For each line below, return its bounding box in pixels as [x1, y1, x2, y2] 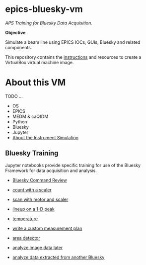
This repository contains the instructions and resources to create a [5, 54, 142, 60]
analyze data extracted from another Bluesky [12, 254, 105, 260]
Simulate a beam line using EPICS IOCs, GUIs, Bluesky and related [5, 39, 141, 45]
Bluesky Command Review [12, 177, 67, 183]
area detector [12, 235, 41, 241]
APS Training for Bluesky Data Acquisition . [5, 20, 93, 26]
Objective [5, 29, 26, 35]
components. [5, 44, 32, 50]
